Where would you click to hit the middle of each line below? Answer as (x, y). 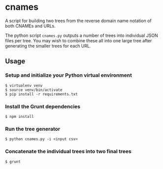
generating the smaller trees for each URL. (48, 46)
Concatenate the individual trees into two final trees (68, 151)
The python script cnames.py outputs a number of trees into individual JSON (81, 35)
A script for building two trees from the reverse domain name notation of (78, 21)
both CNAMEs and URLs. (30, 26)
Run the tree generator (33, 129)
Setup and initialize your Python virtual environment (68, 75)
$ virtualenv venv (24, 85)
